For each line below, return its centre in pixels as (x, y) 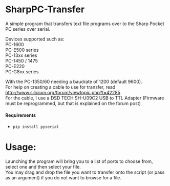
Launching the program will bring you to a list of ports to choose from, (79, 161)
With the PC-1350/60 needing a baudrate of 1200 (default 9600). (74, 81)
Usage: (21, 147)
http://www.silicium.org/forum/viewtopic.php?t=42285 (63, 92)
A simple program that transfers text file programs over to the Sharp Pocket (85, 24)
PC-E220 (15, 66)
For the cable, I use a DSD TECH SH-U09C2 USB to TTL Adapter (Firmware (85, 98)
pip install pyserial (36, 127)
